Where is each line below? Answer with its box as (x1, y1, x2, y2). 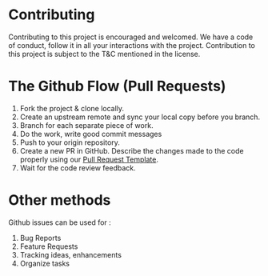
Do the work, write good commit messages (19, 129, 162, 138)
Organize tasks (19, 258, 70, 268)
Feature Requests (19, 242, 78, 251)
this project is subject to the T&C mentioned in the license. (8, 49, 201, 58)
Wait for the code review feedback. (19, 162, 136, 173)
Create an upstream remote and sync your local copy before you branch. (19, 112, 261, 122)
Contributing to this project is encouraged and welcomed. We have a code (8, 32, 254, 42)
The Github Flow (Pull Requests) (8, 78, 226, 95)
